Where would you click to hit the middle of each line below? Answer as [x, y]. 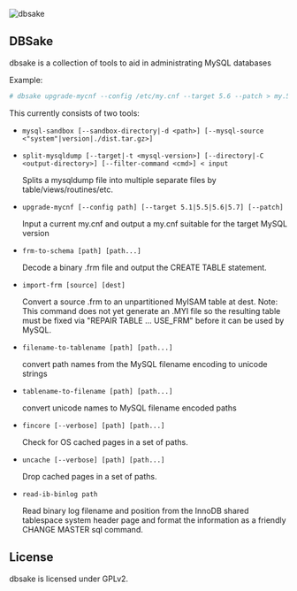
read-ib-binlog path [60, 494]
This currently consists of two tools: [74, 113]
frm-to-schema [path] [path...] [81, 251]
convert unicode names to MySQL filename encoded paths [129, 408]
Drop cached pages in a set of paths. [89, 476]
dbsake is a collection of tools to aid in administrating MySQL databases [141, 63]
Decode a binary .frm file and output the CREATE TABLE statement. [144, 267]
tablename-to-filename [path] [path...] [97, 391]
